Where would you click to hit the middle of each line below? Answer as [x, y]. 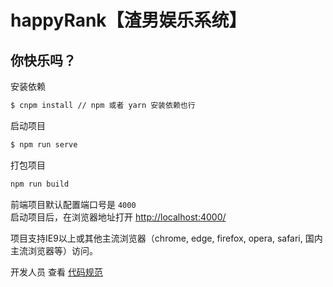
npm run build [40, 184]
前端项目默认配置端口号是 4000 [73, 204]
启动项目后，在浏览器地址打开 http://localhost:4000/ [118, 217]
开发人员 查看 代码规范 [56, 272]
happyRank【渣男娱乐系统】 [128, 20]
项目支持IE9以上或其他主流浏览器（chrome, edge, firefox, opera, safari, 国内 [166, 238]
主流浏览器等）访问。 [54, 250]
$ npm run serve [44, 144]
